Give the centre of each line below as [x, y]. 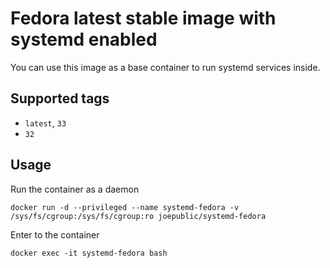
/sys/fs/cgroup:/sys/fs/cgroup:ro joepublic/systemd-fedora [138, 216]
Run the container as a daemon [75, 189]
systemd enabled [84, 39]
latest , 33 [45, 123]
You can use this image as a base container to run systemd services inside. [165, 67]
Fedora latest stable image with [143, 18]
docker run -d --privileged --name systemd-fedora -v [125, 207]
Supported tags [60, 98]
